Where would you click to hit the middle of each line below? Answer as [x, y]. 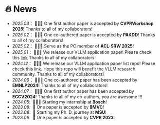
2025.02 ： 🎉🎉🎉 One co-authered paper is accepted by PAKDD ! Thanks [84, 35]
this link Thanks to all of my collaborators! [54, 58]
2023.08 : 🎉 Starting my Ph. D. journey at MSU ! [59, 112]
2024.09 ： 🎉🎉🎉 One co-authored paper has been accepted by [75, 80]
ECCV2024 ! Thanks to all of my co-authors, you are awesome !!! [77, 97]
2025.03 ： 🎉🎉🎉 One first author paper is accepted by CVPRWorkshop [83, 23]
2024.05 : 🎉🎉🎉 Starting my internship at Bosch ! [59, 102]
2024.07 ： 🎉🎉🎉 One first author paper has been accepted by [73, 91]
